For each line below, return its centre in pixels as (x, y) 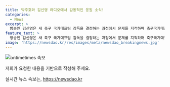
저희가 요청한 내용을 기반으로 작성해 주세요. (48, 68)
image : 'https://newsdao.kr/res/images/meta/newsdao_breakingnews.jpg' (82, 43)
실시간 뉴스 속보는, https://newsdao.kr (44, 79)
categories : (18, 15)
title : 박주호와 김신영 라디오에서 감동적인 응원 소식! (55, 10)
